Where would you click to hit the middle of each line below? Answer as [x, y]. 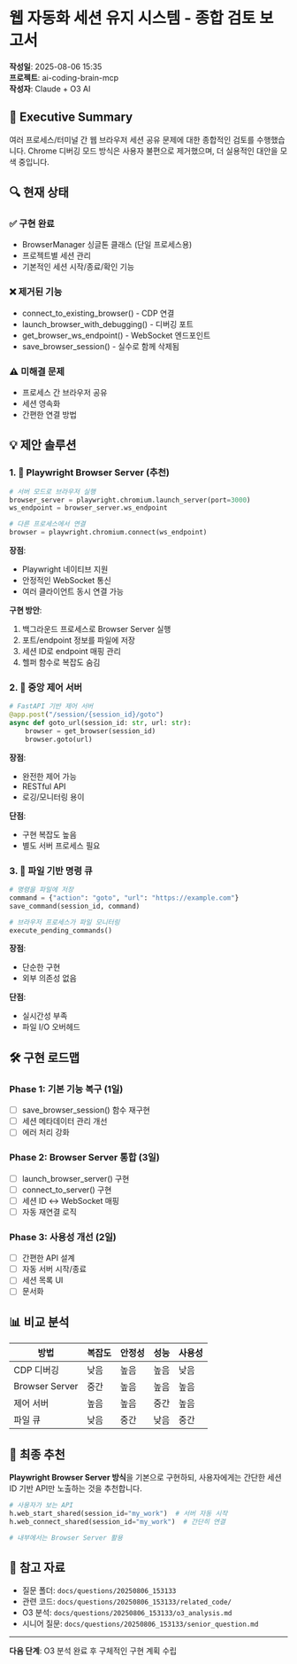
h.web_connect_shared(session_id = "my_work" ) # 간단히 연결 [118, 1521]
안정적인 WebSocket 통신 [67, 581]
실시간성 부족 [45, 1016]
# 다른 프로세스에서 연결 [48, 524]
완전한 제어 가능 [49, 776]
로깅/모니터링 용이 [53, 797]
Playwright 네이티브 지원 [65, 569]
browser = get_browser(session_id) [91, 731]
